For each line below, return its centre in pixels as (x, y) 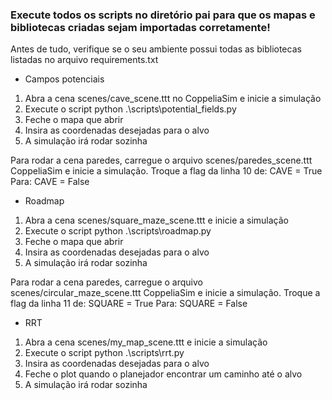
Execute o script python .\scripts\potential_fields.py (130, 109)
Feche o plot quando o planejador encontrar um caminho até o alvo (163, 374)
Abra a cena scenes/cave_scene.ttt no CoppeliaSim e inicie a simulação (173, 99)
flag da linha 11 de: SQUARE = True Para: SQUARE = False (129, 304)
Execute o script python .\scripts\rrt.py (104, 353)
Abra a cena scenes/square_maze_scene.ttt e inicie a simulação (156, 220)
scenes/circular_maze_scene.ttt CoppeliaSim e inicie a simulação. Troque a (165, 293)
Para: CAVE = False (50, 182)
